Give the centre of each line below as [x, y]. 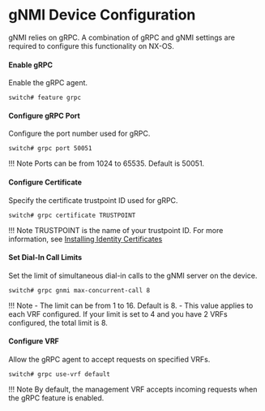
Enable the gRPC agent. [48, 83]
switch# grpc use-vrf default [60, 374]
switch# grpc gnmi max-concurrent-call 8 [79, 290]
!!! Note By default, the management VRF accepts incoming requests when [133, 389]
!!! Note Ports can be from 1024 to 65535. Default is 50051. [107, 163]
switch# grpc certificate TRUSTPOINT [72, 215]
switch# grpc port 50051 [50, 149]
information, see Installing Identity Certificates [85, 239]
